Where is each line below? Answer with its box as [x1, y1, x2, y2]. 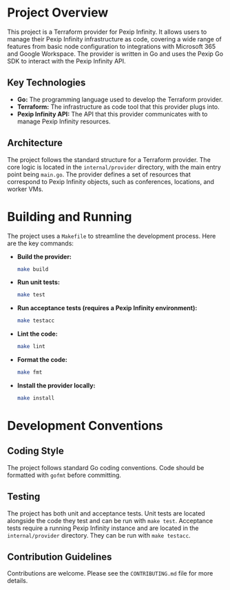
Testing [7, 491, 41, 502]
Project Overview [7, 5, 109, 21]
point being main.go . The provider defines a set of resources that [7, 170, 191, 179]
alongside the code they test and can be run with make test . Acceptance [7, 516, 213, 525]
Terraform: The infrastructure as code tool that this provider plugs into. [17, 102, 220, 111]
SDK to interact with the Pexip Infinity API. [7, 57, 126, 65]
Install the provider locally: [17, 381, 96, 389]
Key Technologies [7, 77, 86, 89]
